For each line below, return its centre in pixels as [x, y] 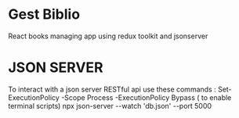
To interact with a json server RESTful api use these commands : [112, 89]
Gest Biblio [44, 14]
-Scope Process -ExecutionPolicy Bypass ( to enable [147, 97]
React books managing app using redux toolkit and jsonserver [108, 36]
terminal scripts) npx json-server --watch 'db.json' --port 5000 [110, 105]
